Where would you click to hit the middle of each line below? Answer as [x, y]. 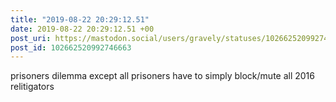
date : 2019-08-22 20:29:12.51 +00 [82, 29]
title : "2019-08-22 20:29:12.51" [80, 19]
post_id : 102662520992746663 [71, 47]
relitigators [32, 87]
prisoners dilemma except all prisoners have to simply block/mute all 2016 [162, 76]
